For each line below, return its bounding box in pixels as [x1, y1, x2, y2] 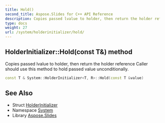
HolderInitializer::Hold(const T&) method [5, 48, 133, 56]
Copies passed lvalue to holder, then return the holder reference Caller [5, 61, 148, 66]
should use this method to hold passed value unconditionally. [5, 66, 129, 72]
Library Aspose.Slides [12, 112, 57, 118]
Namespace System [12, 107, 53, 113]
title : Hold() [5, 7, 34, 12]
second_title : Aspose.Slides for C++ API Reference [5, 12, 113, 17]
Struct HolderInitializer [12, 102, 58, 108]
